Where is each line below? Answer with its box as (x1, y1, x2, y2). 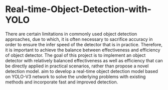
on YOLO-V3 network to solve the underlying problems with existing (5, 73, 146, 79)
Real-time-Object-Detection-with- (5, 4, 151, 15)
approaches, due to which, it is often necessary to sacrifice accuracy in (5, 36, 153, 42)
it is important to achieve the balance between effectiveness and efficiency (5, 47, 160, 53)
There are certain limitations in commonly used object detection (5, 31, 137, 37)
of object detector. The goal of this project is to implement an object (5, 52, 146, 58)
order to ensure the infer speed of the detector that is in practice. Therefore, (5, 41, 163, 47)
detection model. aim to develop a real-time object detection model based (5, 68, 158, 74)
